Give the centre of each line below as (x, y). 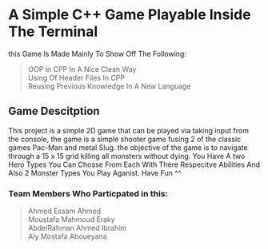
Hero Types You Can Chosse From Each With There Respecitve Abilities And (134, 164)
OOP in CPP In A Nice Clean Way (82, 69)
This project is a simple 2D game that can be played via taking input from (129, 130)
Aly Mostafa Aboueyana (68, 236)
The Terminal (53, 32)
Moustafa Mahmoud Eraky (72, 219)
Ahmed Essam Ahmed (64, 211)
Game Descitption (54, 111)
